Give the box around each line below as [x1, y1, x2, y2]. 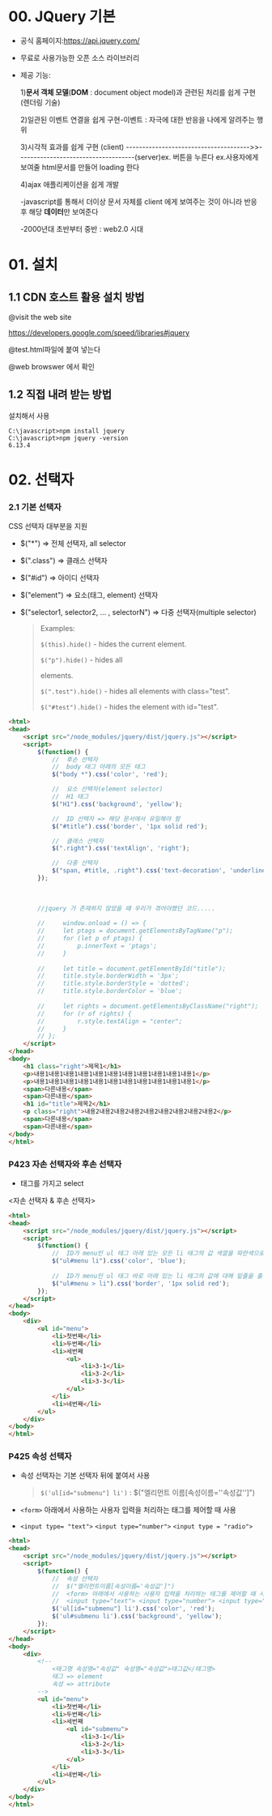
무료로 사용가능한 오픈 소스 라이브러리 [19, 53, 140, 62]
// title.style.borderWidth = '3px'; [37, 972, 180, 980]
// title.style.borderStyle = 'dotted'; [37, 979, 190, 988]
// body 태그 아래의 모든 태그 [51, 763, 146, 771]
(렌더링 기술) [19, 97, 61, 107]
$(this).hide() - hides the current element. [40, 639, 187, 649]
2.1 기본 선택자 [8, 501, 62, 513]
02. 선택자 [8, 471, 74, 488]
